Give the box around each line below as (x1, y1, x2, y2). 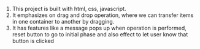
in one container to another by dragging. (12, 18, 115, 25)
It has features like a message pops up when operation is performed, (12, 24, 187, 31)
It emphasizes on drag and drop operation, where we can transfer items (12, 11, 194, 19)
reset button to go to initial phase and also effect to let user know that (12, 31, 188, 38)
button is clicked (12, 38, 54, 44)
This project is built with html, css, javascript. (12, 5, 126, 12)
